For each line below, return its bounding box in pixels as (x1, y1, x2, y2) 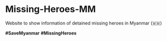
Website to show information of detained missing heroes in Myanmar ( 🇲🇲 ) (5, 20, 162, 26)
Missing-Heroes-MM (5, 3, 96, 15)
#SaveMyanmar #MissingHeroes (5, 30, 77, 36)
